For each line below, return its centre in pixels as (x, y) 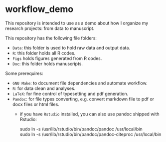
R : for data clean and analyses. (44, 88)
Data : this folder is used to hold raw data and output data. (71, 47)
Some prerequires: (24, 73)
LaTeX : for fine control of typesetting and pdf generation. (70, 93)
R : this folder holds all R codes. (44, 53)
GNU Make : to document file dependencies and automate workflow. (80, 83)
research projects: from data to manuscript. (50, 28)
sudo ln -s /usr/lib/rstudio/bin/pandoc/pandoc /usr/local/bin (81, 129)
